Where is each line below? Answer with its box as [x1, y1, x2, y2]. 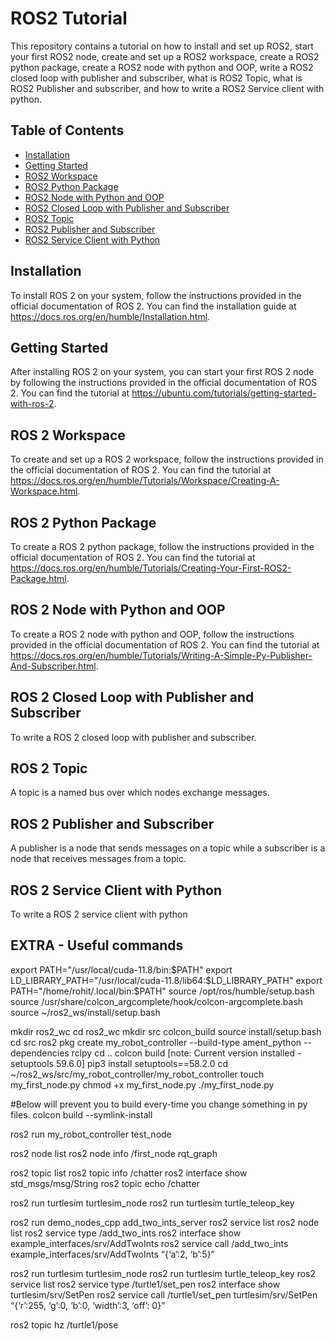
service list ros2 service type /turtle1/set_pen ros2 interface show [10, 1278, 281, 1290]
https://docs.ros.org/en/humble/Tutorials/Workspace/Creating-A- [10, 475, 280, 487]
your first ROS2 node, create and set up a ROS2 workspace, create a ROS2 [10, 50, 320, 62]
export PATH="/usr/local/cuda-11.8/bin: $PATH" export [10, 963, 233, 976]
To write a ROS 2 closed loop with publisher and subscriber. [10, 731, 257, 743]
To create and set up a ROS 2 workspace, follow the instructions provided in [10, 453, 324, 466]
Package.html [10, 573, 67, 584]
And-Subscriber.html [10, 660, 97, 672]
